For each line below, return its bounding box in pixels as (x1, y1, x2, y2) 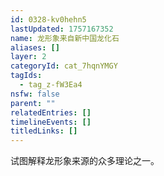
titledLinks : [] (10, 126, 78, 136)
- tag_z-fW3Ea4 (19, 80, 83, 90)
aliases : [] (10, 42, 60, 53)
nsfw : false (10, 89, 60, 99)
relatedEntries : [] (10, 107, 92, 118)
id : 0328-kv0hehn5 (10, 14, 87, 25)
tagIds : (10, 71, 43, 81)
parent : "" (10, 98, 56, 108)
